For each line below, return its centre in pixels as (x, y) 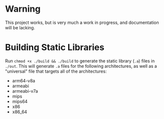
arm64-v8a (23, 80)
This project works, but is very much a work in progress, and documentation (82, 22)
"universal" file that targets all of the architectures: (56, 71)
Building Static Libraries (55, 48)
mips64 (20, 101)
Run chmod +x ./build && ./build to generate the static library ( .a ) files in (80, 61)
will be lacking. (20, 27)
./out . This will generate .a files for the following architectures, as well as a (81, 66)
